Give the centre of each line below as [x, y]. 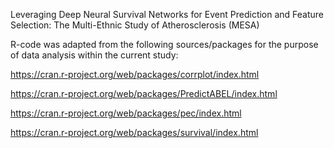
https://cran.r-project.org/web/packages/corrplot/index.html [135, 74]
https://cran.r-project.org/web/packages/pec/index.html [126, 113]
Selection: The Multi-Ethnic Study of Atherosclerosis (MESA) [135, 25]
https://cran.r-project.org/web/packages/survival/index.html [134, 132]
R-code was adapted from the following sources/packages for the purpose [164, 44]
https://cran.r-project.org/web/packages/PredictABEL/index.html [144, 93]
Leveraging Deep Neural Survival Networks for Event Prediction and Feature [167, 14]
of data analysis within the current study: [94, 55]
